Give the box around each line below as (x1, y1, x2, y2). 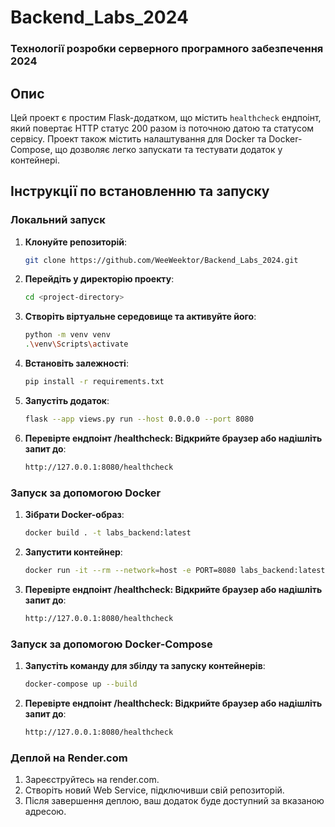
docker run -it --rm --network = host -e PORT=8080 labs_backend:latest (24, 565, 326, 575)
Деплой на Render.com (10, 751, 128, 765)
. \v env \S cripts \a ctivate (24, 339, 129, 350)
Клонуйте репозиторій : (24, 236, 128, 248)
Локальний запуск (10, 213, 106, 227)
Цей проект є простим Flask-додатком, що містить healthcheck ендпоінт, (10, 111, 322, 123)
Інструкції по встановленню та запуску (10, 183, 270, 200)
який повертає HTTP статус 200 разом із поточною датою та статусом (10, 122, 315, 134)
